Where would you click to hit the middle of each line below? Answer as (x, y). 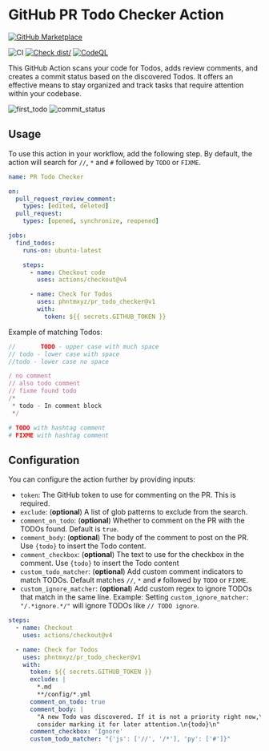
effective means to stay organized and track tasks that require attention (126, 85)
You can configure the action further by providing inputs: (102, 479)
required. (35, 503)
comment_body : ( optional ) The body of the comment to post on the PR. (134, 538)
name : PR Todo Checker (46, 177)
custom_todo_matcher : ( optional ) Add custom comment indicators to (131, 571)
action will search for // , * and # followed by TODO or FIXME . (105, 162)
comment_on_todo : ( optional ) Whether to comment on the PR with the (132, 521)
